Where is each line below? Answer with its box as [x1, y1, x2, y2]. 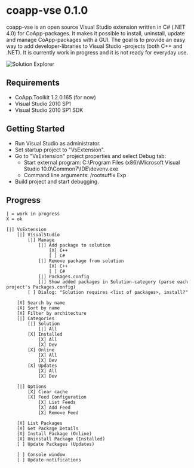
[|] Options [17, 384, 47, 390]
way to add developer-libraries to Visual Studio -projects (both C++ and [6, 42, 183, 50]
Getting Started [6, 124, 65, 134]
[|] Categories [17, 315, 55, 322]
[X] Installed [27, 332, 63, 338]
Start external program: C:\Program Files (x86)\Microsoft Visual [23, 159, 180, 166]
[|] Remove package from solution [38, 258, 124, 264]
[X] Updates [27, 363, 58, 369]
